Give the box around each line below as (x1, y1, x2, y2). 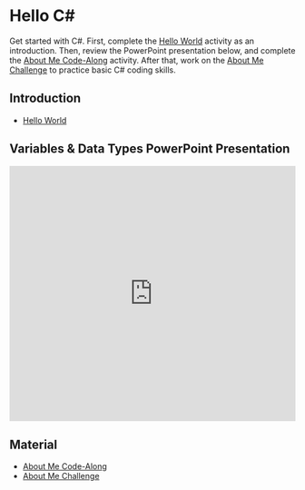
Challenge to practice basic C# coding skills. (9, 64, 176, 75)
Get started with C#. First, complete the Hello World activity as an (9, 35, 255, 46)
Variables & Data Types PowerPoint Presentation (9, 142, 290, 157)
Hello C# (9, 5, 75, 26)
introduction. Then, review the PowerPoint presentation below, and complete (9, 44, 296, 55)
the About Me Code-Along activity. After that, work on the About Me (9, 54, 264, 65)
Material (9, 436, 57, 452)
